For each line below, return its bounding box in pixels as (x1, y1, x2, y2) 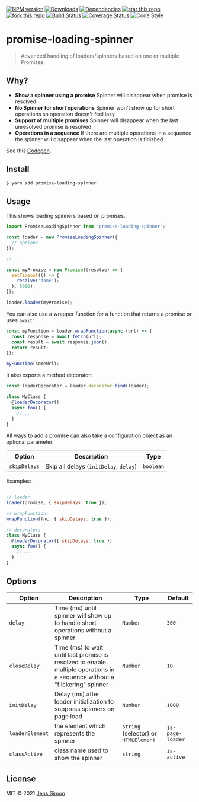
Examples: (6, 478, 31, 485)
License (6, 774, 36, 784)
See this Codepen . (6, 147, 52, 154)
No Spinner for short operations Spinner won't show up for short (14, 104, 175, 111)
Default (168, 594, 190, 602)
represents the (54, 729, 95, 737)
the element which (54, 721, 106, 730)
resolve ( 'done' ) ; (17, 278, 60, 284)
